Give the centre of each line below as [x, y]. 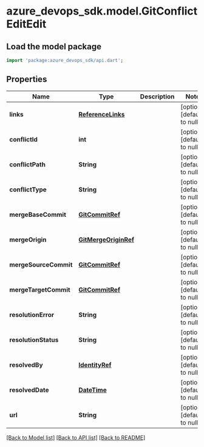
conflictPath [27, 164]
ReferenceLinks [102, 114]
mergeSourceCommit [41, 264]
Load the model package [54, 46]
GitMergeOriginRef [107, 239]
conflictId [24, 139]
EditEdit [26, 24]
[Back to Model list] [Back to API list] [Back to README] [76, 437]
